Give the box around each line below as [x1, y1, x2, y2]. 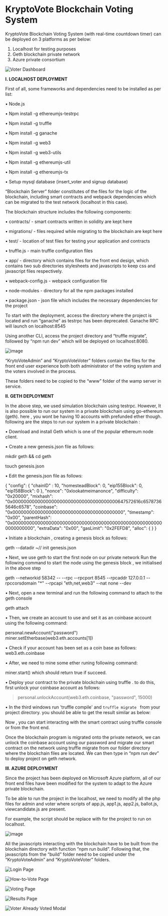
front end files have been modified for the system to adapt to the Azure [5, 780, 152, 786]
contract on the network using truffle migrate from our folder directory [5, 745, 150, 751]
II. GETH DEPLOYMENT [5, 393, 54, 399]
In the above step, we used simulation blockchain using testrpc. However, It [5, 403, 161, 409]
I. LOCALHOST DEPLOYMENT [5, 76, 68, 82]
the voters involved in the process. [5, 368, 77, 374]
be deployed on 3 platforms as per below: [5, 36, 92, 42]
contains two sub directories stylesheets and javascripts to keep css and [5, 263, 155, 269]
